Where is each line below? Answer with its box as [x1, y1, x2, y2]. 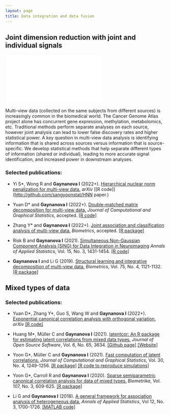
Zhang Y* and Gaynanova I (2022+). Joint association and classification [12, 222, 164, 228]
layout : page [5, 8, 33, 13]
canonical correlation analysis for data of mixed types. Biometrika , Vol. [12, 378, 161, 384]
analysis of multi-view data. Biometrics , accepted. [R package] [12, 227, 145, 234]
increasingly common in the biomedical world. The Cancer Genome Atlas [5, 113, 159, 119]
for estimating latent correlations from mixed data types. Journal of [12, 337, 154, 343]
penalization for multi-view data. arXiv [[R [12, 186, 100, 192]
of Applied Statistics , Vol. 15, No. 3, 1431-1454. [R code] [12, 248, 130, 254]
